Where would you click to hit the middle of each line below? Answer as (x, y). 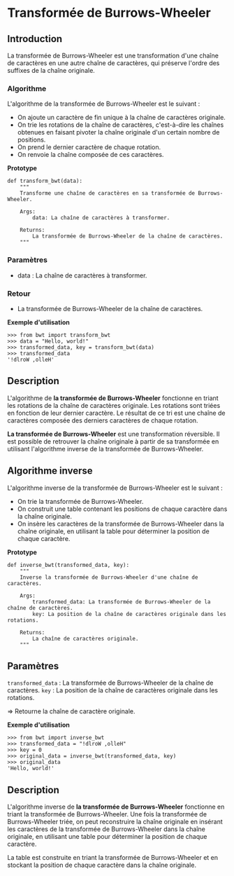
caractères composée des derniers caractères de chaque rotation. (103, 420)
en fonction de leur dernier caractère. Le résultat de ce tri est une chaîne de (116, 413)
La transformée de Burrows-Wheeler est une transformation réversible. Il (114, 434)
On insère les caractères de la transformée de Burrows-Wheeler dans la (121, 523)
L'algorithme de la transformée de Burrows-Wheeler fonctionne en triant (113, 398)
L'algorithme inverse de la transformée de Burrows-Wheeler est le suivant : (115, 488)
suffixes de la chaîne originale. (51, 70)
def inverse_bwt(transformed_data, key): (68, 565)
